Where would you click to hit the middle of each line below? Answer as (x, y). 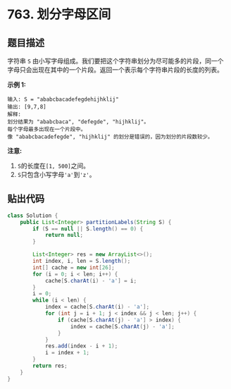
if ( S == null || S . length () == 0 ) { (88, 229)
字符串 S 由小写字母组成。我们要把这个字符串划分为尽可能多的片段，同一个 (115, 61)
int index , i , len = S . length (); (82, 261)
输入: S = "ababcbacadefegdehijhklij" (63, 99)
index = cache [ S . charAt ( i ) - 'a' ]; (97, 307)
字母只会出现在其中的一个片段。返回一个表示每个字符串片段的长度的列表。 (115, 70)
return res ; (50, 366)
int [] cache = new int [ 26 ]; (74, 267)
